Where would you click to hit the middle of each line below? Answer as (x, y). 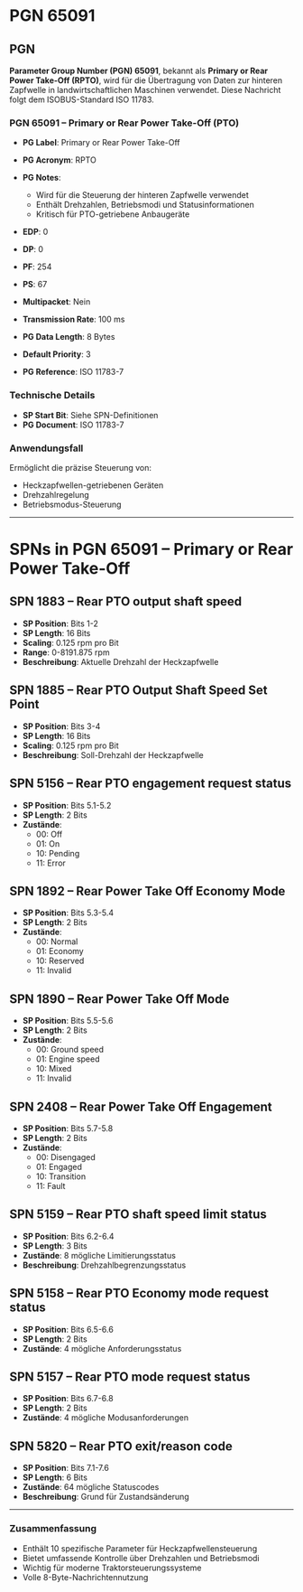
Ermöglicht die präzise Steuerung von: (80, 467)
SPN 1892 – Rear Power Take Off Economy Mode (147, 891)
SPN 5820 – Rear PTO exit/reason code (121, 1446)
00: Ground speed (70, 1050)
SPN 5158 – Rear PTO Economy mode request (139, 1293)
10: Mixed (54, 1069)
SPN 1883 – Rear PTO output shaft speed (125, 602)
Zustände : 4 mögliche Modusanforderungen (106, 1418)
